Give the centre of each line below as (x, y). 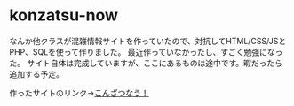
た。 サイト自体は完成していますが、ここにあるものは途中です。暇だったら (146, 63)
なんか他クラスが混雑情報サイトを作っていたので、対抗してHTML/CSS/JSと (148, 41)
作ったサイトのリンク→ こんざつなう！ (79, 93)
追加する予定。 (36, 74)
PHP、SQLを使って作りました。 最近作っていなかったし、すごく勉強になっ (146, 52)
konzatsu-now (64, 15)
